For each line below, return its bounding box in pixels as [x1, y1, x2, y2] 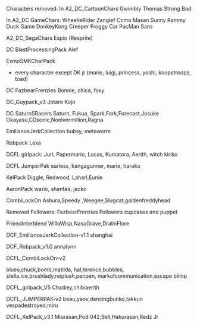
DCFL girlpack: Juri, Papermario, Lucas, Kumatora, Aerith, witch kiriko [6, 151, 178, 158]
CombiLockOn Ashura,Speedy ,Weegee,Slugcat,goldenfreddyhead [6, 197, 171, 204]
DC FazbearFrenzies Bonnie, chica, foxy [6, 87, 105, 94]
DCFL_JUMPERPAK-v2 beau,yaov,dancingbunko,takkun [6, 296, 143, 302]
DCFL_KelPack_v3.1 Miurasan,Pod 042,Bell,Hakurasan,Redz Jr [6, 314, 159, 320]
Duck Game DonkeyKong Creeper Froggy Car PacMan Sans [6, 23, 153, 30]
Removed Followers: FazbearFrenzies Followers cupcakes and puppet [6, 208, 178, 215]
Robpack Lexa [6, 139, 42, 146]
